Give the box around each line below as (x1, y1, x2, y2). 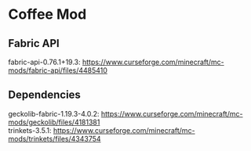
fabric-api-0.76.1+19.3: (8, 57, 81, 67)
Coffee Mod (8, 5, 87, 23)
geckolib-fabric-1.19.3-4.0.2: (8, 109, 100, 118)
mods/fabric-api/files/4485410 (8, 66, 108, 75)
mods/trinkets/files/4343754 (8, 134, 101, 143)
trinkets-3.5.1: (8, 125, 52, 135)
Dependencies (8, 88, 81, 102)
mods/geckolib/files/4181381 (8, 117, 100, 127)
